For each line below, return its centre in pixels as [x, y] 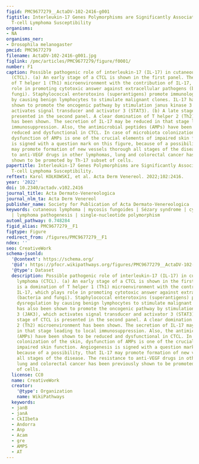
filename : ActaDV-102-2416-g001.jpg [51, 56]
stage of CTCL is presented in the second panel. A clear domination [105, 320]
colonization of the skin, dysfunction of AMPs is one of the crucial [106, 342]
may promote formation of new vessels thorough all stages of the [95, 149]
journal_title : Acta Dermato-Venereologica [61, 193]
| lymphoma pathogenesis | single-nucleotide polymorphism [86, 215]
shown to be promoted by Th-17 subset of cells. [73, 160]
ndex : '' [17, 243]
